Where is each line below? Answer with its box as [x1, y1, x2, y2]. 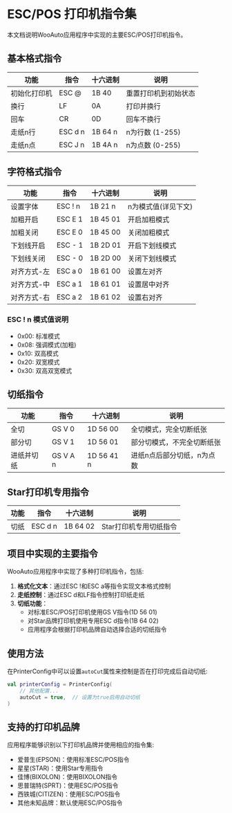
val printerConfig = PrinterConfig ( [7, 681, 113, 688]
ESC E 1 [56, 214, 83, 223]
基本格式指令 [7, 53, 62, 64]
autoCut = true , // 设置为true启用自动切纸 [19, 693, 140, 701]
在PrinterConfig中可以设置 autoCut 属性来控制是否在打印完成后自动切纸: [7, 667, 209, 675]
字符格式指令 [7, 166, 62, 178]
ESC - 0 [56, 253, 84, 263]
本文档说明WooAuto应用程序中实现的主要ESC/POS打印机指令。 [7, 30, 187, 39]
